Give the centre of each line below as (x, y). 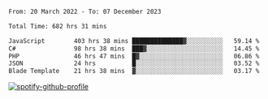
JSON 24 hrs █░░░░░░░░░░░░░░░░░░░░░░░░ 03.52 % (134, 64)
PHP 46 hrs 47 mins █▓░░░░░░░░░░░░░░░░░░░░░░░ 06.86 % (134, 56)
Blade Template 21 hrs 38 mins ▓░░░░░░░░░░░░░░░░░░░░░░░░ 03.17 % (134, 71)
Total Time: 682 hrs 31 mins (58, 26)
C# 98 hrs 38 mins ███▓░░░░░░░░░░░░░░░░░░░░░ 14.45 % (134, 49)
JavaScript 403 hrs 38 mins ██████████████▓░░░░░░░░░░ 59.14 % (134, 41)
